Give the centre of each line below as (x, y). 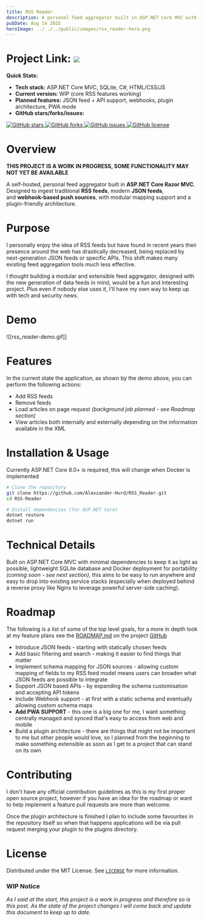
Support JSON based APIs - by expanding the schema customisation (101, 686)
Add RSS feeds (34, 396)
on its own (28, 750)
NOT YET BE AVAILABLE (37, 173)
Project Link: (39, 59)
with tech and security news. (42, 295)
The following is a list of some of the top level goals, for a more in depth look (102, 629)
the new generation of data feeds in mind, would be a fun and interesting (97, 283)
